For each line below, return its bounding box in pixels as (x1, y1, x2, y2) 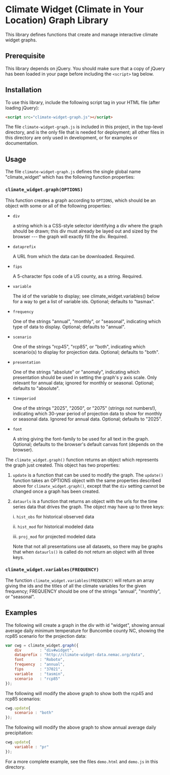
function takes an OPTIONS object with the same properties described (12, 477, 161, 484)
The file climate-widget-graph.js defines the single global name (5, 169, 141, 175)
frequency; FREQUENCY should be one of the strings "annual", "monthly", (5, 588, 161, 594)
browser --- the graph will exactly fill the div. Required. (12, 233, 128, 239)
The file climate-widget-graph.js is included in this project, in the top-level (5, 124, 163, 130)
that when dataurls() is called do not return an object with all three (12, 549, 155, 555)
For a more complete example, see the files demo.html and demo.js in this (5, 758, 158, 764)
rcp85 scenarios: (5, 696, 41, 702)
